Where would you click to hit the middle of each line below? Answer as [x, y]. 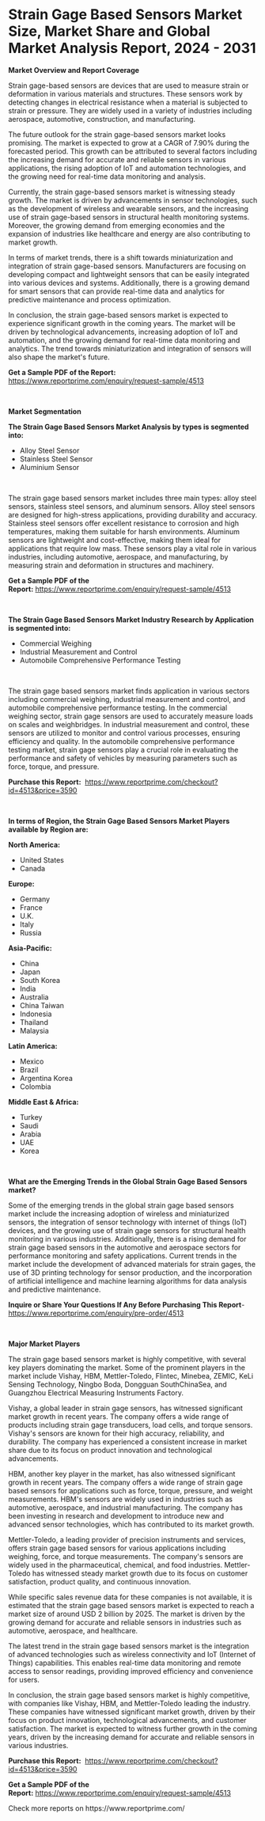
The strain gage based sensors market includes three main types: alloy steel [132, 498]
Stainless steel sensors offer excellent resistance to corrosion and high [124, 523]
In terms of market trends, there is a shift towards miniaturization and [121, 257]
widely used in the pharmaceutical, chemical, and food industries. [115, 1565]
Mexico [32, 1061]
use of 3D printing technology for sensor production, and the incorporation [130, 1273]
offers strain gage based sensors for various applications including [117, 1548]
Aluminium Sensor [49, 467]
